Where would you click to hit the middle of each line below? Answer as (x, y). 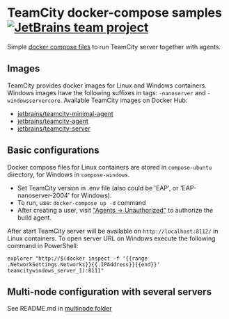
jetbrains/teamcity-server (54, 128)
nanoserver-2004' (44, 195)
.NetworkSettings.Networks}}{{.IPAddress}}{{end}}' (84, 264)
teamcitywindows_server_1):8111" (56, 270)
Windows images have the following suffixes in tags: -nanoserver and (107, 92)
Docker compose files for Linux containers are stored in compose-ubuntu (110, 167)
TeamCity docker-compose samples (115, 13)
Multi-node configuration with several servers (110, 292)
